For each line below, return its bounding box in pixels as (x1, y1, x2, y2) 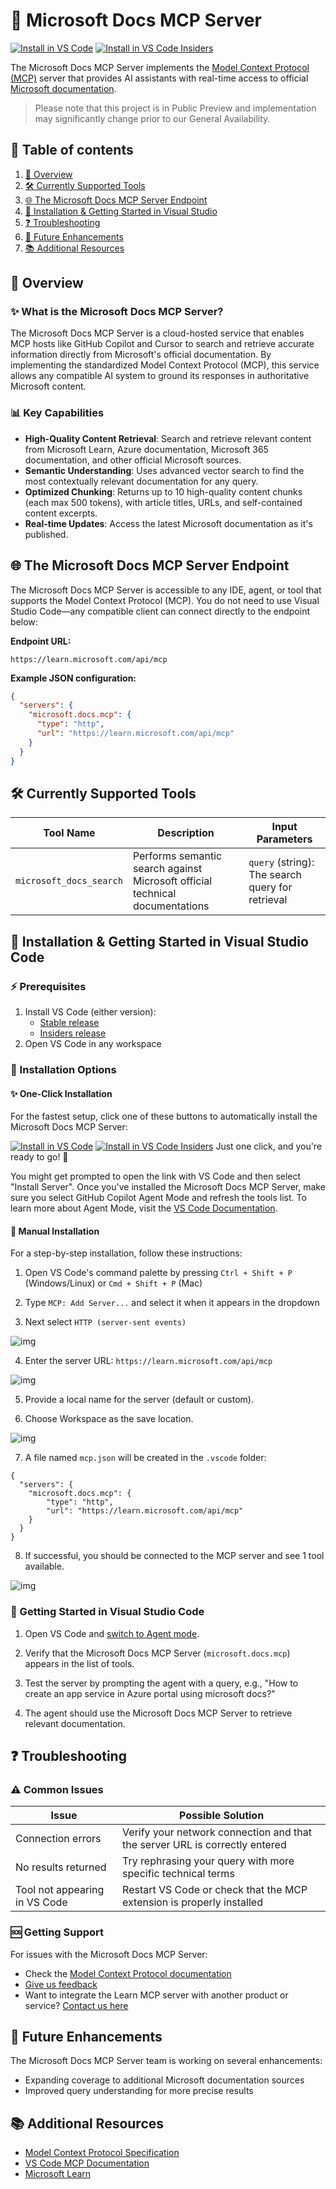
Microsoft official (132, 874, 213, 888)
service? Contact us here (24, 1999, 129, 2011)
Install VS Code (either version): (24, 1006, 157, 1018)
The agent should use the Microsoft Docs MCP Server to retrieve (24, 1707, 293, 1719)
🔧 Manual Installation (10, 1225, 100, 1237)
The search (248, 868, 302, 882)
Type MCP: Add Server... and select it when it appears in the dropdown (24, 1297, 320, 1309)
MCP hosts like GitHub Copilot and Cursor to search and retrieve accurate (10, 338, 315, 350)
